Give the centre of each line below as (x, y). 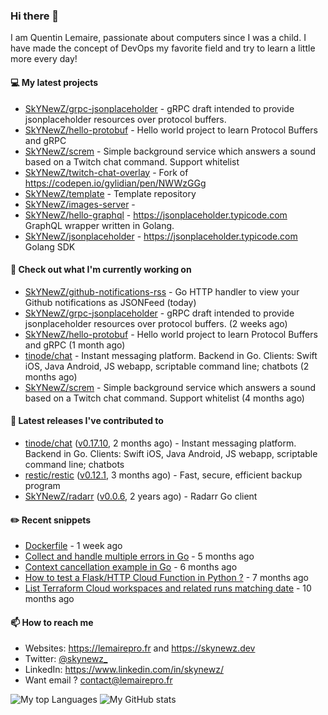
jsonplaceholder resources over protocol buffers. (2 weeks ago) (156, 323)
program (42, 485)
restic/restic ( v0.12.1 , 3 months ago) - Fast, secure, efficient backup (163, 475)
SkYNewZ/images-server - (80, 204)
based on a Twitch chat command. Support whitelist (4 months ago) (164, 398)
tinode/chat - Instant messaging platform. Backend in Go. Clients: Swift (171, 355)
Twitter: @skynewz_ (66, 659)
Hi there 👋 (35, 16)
